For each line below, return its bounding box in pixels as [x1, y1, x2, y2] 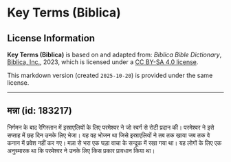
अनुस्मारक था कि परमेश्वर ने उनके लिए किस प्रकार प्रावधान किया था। [7, 146, 155, 154]
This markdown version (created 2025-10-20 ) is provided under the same [7, 71, 213, 79]
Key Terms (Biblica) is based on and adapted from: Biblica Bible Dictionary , [7, 50, 222, 59]
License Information [7, 32, 95, 44]
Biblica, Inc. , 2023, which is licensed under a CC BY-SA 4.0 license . [7, 58, 199, 66]
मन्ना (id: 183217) [7, 105, 72, 117]
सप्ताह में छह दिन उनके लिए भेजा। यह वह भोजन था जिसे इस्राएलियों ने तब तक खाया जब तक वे [7, 131, 210, 139]
